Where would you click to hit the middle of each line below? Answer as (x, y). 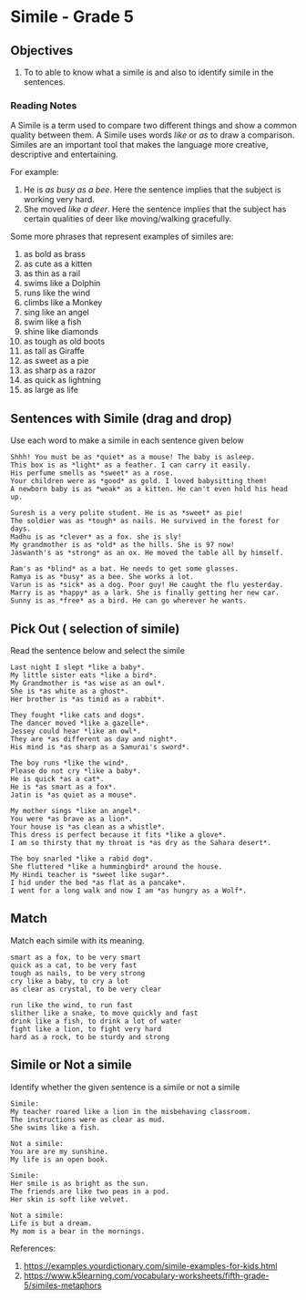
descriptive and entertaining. (64, 155)
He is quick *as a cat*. (57, 779)
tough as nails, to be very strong (78, 973)
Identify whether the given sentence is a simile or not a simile (125, 1087)
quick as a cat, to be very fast (74, 965)
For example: (35, 172)
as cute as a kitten (58, 264)
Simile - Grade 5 (72, 17)
